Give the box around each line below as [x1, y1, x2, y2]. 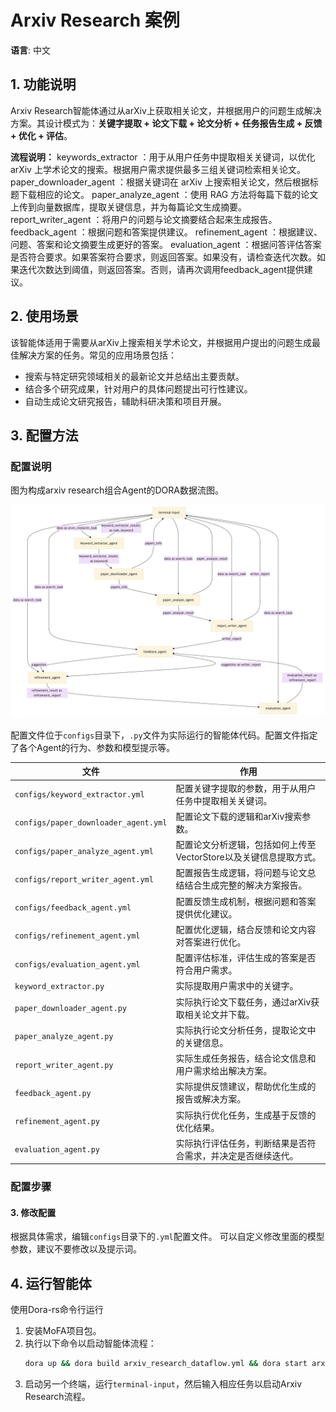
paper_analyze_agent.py [14, 1032, 114, 1042]
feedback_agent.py [14, 1088, 92, 1098]
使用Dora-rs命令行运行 [10, 1304, 104, 1316]
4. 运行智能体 [10, 1275, 92, 1292]
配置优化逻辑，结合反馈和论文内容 [175, 923, 317, 935]
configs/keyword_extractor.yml [14, 790, 145, 800]
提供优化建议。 [175, 907, 238, 920]
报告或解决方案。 [175, 1093, 247, 1105]
